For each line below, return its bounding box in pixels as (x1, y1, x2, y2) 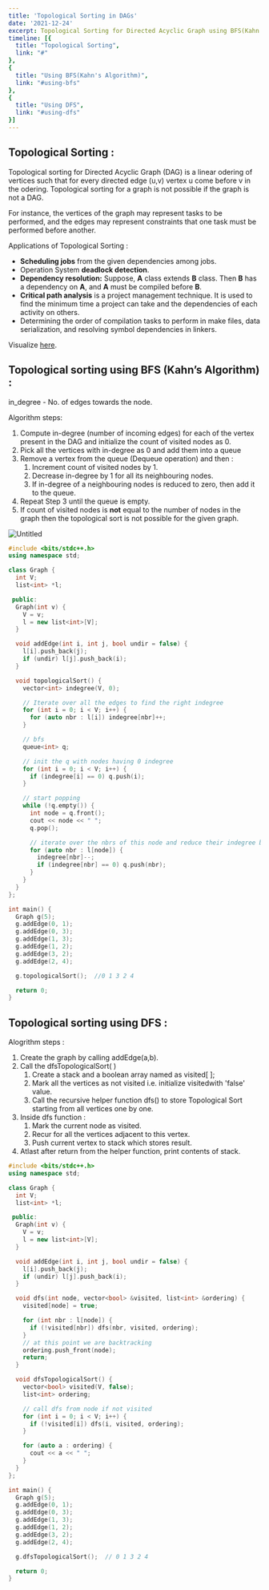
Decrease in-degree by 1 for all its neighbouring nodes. (31, 471, 214, 480)
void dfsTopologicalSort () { (15, 1376, 113, 1384)
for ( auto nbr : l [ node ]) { (29, 846, 124, 854)
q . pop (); (29, 823, 59, 832)
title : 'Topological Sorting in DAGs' (8, 11, 138, 20)
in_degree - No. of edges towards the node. (8, 397, 153, 407)
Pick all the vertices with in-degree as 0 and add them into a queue (19, 445, 242, 455)
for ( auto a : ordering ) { (22, 1442, 113, 1450)
